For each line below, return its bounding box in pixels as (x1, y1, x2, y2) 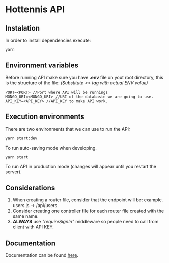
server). (5, 169, 22, 175)
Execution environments (5, 112, 85, 121)
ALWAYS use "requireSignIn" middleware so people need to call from (12, 219, 159, 225)
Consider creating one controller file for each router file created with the (12, 208, 164, 214)
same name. (12, 213, 39, 219)
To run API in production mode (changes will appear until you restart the (5, 163, 157, 169)
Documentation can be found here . (5, 252, 79, 258)
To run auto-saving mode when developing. (5, 144, 97, 151)
